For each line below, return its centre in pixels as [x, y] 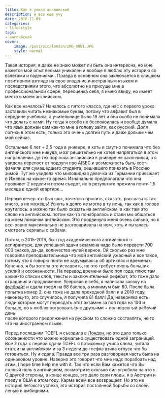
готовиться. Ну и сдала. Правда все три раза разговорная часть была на [82, 354]
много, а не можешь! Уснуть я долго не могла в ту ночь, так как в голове [82, 204]
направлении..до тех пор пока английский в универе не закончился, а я [81, 157]
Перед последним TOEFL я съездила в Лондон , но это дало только [76, 333]
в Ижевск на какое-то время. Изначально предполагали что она [73, 179]
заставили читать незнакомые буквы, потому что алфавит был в [73, 111]
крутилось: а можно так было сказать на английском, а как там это [77, 209]
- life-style [18, 28]
